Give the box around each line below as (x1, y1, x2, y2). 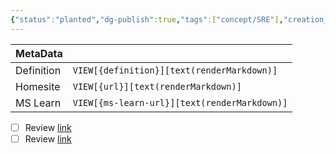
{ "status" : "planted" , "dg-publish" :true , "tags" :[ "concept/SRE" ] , (10, 14, 284, 25)
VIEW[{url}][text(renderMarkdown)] (72, 81, 242, 92)
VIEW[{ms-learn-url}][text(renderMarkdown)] (72, 97, 288, 108)
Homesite (15, 79, 61, 93)
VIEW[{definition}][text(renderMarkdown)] (72, 64, 278, 76)
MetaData (15, 46, 63, 60)
